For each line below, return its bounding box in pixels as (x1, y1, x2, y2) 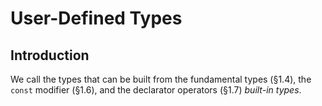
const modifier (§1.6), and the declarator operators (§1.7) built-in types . (10, 84, 302, 96)
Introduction (10, 47, 90, 64)
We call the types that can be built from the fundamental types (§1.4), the (10, 73, 312, 85)
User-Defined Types (10, 7, 183, 30)
